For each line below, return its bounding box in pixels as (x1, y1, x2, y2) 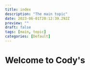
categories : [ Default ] (5, 34, 51, 39)
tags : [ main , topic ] (5, 29, 47, 34)
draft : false (5, 25, 31, 30)
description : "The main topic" (5, 12, 68, 16)
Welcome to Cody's (5, 55, 85, 66)
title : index (5, 7, 31, 12)
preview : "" (5, 20, 29, 26)
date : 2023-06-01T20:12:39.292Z (5, 16, 70, 21)
